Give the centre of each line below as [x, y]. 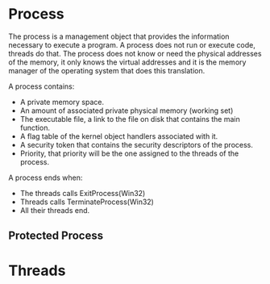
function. [35, 127]
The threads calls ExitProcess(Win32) [83, 193]
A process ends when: [46, 177]
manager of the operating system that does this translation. [107, 70]
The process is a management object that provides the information [119, 36]
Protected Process [56, 236]
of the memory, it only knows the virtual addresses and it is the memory [127, 62]
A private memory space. [62, 102]
